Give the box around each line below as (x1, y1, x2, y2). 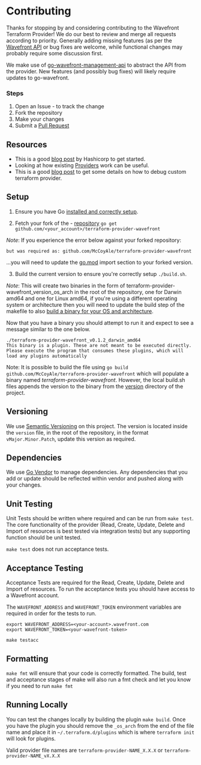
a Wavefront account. (6, 592, 60, 599)
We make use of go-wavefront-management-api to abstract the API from (6, 61, 187, 69)
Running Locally (6, 699, 68, 710)
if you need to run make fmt (6, 682, 73, 689)
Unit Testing (6, 499, 53, 509)
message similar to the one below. (6, 325, 91, 333)
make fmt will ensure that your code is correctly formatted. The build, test (6, 669, 187, 677)
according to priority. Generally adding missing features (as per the (6, 37, 172, 44)
